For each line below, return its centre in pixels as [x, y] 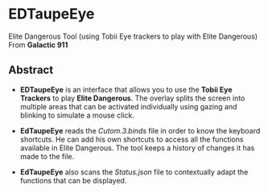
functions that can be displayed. [73, 180]
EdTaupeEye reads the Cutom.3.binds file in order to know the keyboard [140, 130]
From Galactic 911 [38, 44]
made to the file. [47, 156]
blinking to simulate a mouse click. [77, 115]
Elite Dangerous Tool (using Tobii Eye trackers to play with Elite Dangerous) [133, 36]
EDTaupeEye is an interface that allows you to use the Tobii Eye [126, 89]
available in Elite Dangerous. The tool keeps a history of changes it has [137, 148]
